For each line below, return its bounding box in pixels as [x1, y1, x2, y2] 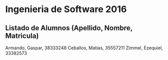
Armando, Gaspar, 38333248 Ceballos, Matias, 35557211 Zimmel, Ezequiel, [5, 45, 163, 51]
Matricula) [5, 31, 39, 40]
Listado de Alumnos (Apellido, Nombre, [5, 24, 133, 32]
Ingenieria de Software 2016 [5, 4, 127, 15]
